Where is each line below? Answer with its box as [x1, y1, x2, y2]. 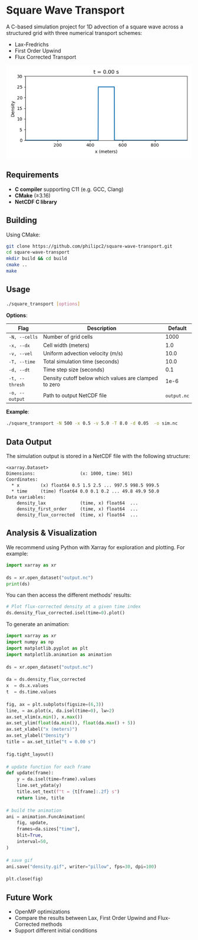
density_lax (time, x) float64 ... [16, 500, 138, 506]
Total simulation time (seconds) [43, 358, 120, 365]
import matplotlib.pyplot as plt [6, 645, 88, 651]
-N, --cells [8, 335, 38, 341]
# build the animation [6, 808, 62, 813]
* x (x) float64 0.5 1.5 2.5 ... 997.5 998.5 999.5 [11, 482, 160, 488]
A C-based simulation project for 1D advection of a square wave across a [6, 23, 184, 30]
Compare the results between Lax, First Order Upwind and [14, 914, 157, 921]
